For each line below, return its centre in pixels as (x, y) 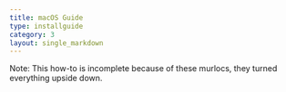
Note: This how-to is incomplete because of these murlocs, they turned (143, 69)
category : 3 (32, 34)
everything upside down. (56, 78)
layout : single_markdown (56, 43)
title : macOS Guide (46, 18)
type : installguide (46, 26)
